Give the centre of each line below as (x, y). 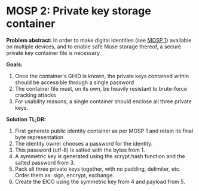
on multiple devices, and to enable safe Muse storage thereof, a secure (94, 47)
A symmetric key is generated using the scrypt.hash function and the (100, 156)
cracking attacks (35, 95)
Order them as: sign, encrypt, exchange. (65, 175)
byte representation (39, 137)
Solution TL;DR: (26, 119)
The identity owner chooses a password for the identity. (84, 143)
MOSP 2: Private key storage (79, 11)
